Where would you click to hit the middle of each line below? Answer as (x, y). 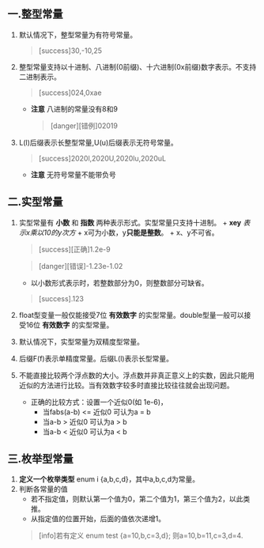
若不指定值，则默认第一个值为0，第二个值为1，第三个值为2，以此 (137, 499)
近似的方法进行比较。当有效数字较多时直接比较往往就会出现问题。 (126, 385)
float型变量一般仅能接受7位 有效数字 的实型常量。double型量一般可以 (131, 315)
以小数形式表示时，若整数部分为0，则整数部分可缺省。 (119, 282)
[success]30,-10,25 (70, 51)
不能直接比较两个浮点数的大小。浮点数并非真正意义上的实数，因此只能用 (136, 375)
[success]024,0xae (70, 93)
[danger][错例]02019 (84, 126)
